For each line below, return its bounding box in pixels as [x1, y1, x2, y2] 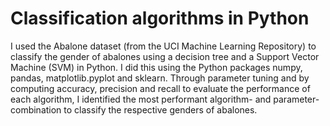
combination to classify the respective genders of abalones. [10, 103, 258, 116]
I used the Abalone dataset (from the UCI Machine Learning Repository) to [10, 40, 317, 52]
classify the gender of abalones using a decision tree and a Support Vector [10, 50, 320, 62]
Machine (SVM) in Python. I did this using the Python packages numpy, [10, 61, 303, 73]
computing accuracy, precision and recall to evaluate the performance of [10, 82, 311, 94]
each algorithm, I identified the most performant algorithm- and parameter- [10, 93, 320, 105]
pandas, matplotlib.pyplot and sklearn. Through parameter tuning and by [10, 72, 310, 84]
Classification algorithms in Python [10, 7, 310, 30]
